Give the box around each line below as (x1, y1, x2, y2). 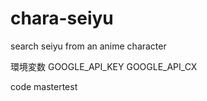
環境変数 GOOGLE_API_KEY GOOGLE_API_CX (10, 60, 198, 72)
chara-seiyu (10, 7, 114, 30)
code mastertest (10, 80, 78, 92)
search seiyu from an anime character (10, 40, 167, 52)
